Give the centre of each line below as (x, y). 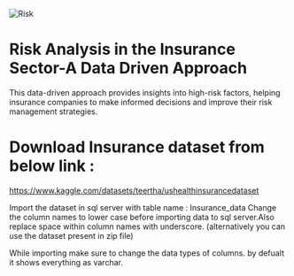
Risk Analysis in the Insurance (123, 50)
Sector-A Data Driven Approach (128, 69)
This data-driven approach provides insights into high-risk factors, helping (145, 92)
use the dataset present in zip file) (72, 235)
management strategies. (54, 111)
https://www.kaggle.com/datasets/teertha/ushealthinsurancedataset (134, 190)
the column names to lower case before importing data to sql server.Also (142, 217)
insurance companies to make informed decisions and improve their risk (141, 102)
